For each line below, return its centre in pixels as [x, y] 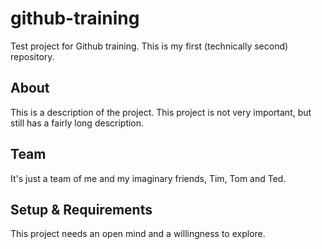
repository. [32, 56]
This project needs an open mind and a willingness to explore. [138, 234]
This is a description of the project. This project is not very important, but [161, 112]
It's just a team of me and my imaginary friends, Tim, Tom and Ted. [148, 178]
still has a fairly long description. [77, 123]
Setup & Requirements [81, 209]
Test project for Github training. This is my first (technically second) [149, 46]
